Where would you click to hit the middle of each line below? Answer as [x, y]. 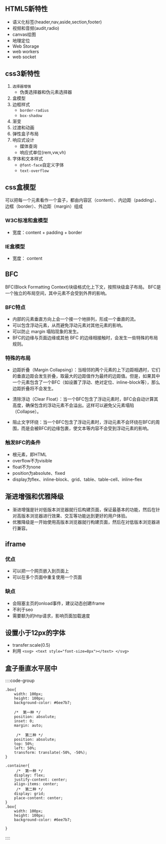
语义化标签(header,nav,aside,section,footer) [57, 22]
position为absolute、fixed [39, 473]
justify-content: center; [41, 780]
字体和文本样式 [28, 158]
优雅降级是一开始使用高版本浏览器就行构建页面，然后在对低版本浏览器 [84, 522]
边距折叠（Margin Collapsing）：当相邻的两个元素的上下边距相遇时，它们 [86, 370]
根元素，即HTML [29, 454]
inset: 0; [24, 721]
